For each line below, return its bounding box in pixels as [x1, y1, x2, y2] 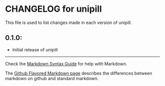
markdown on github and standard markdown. [5, 75, 99, 81]
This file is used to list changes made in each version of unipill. [5, 20, 132, 25]
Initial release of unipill [12, 46, 58, 52]
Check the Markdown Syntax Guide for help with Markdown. [5, 61, 128, 66]
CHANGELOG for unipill [5, 3, 102, 15]
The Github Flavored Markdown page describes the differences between [5, 70, 152, 76]
